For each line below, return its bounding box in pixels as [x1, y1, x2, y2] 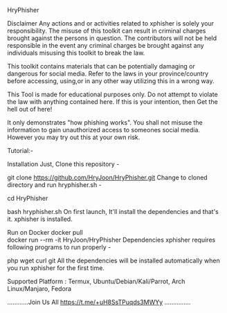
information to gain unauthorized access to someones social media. [7, 126, 201, 134]
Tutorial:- [7, 147, 33, 154]
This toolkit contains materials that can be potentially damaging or [7, 62, 195, 70]
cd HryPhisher [7, 194, 48, 202]
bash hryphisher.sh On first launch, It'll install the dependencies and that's [7, 208, 219, 215]
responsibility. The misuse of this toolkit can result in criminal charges [7, 27, 206, 35]
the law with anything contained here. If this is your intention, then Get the [7, 98, 218, 106]
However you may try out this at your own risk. [7, 133, 140, 141]
